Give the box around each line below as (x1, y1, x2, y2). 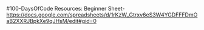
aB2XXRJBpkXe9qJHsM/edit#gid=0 (6, 18, 97, 24)
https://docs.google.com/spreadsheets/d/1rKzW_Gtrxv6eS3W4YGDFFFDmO (6, 11, 198, 18)
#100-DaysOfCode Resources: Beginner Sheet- (6, 5, 125, 12)
